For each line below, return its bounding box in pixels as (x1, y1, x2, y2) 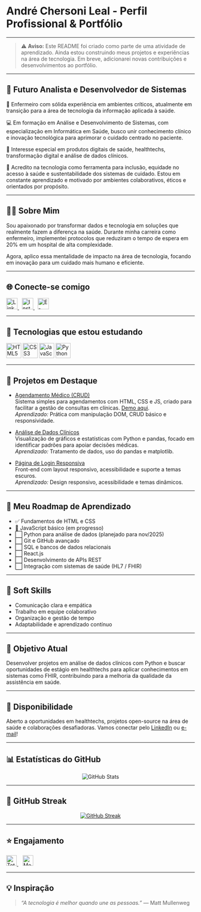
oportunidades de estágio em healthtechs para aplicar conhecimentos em (6, 666, 188, 673)
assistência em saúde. (6, 678, 62, 686)
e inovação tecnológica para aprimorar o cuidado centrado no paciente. (6, 134, 184, 141)
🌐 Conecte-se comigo (6, 282, 90, 292)
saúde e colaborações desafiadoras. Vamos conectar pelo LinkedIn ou (6, 724, 180, 731)
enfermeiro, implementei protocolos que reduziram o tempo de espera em (6, 234, 188, 241)
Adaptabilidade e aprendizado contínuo (14, 620, 112, 628)
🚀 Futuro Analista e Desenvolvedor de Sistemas (6, 85, 187, 95)
